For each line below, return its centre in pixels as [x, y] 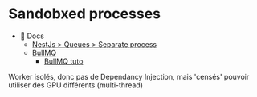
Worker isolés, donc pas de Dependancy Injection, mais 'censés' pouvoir [129, 76]
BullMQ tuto [63, 61]
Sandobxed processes [84, 14]
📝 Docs [32, 36]
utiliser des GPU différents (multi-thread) [75, 85]
